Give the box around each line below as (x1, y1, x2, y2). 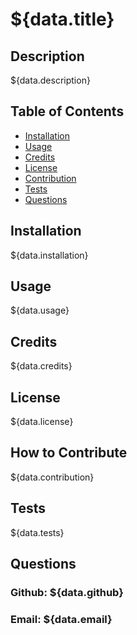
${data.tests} (10, 526, 65, 538)
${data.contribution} (10, 471, 95, 483)
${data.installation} (10, 249, 89, 261)
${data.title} (10, 8, 115, 31)
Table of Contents (10, 103, 125, 120)
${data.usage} (10, 304, 70, 317)
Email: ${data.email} (10, 612, 113, 626)
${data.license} (10, 416, 74, 428)
